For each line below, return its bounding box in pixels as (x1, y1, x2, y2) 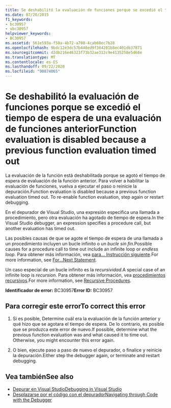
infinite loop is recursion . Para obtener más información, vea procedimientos (5, 272, 166, 278)
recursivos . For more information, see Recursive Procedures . (5, 277, 131, 284)
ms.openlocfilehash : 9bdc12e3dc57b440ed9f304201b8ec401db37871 (5, 45, 142, 50)
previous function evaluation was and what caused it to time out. (12, 331, 149, 338)
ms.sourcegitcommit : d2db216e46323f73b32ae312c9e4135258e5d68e (5, 50, 142, 55)
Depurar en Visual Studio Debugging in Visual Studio (12, 386, 122, 392)
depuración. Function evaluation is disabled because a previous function (5, 189, 156, 195)
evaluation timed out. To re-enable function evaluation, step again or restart (5, 194, 164, 200)
